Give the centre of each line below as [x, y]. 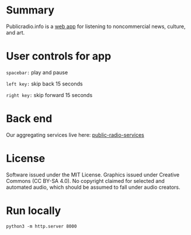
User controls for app [59, 56]
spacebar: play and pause [37, 72]
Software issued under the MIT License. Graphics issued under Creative [93, 174]
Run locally [34, 210]
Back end [29, 119]
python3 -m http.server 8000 [41, 226]
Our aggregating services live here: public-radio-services [75, 134]
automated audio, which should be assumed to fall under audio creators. [93, 187]
